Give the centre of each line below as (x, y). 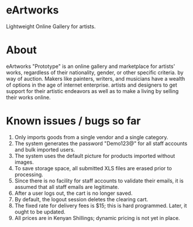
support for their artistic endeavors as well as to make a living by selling (92, 91)
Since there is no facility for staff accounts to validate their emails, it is (99, 180)
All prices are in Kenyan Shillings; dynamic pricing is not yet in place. (97, 218)
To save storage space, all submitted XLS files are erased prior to (93, 168)
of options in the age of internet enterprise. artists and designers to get (92, 85)
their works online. (28, 97)
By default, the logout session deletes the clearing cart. (81, 199)
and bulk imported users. (45, 149)
